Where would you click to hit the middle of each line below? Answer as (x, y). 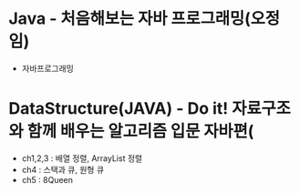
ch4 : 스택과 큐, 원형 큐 (63, 169)
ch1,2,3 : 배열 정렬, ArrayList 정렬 (82, 158)
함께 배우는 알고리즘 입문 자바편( (140, 132)
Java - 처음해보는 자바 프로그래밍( (130, 19)
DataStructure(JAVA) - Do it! (119, 109)
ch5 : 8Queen (47, 179)
